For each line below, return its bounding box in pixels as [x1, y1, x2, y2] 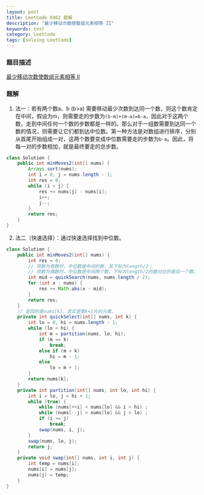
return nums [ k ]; [28, 376, 69, 382]
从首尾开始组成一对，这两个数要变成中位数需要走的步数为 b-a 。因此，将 [15, 135, 194, 143]
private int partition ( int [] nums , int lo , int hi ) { [17, 387, 156, 393]
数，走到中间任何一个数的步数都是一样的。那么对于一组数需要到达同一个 [15, 120, 196, 127]
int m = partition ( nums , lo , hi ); [38, 331, 126, 337]
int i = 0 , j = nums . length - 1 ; [28, 172, 113, 178]
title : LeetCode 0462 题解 [6, 15, 73, 21]
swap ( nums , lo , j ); [28, 438, 78, 444]
